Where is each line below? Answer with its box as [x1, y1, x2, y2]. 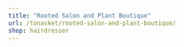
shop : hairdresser [8, 26, 69, 34]
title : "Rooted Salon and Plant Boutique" [8, 11, 151, 20]
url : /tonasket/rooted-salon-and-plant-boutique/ [8, 19, 177, 27]
